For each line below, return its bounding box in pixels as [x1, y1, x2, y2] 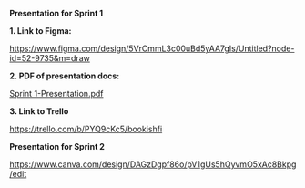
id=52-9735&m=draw [9, 53, 91, 63]
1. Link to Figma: [9, 26, 72, 36]
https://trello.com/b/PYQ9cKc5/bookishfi [9, 123, 163, 134]
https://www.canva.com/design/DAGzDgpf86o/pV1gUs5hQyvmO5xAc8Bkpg [9, 159, 297, 170]
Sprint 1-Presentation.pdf [9, 89, 104, 99]
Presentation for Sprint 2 [9, 141, 105, 151]
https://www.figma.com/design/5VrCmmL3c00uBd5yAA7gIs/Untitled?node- [9, 43, 295, 54]
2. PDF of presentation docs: [9, 70, 120, 81]
